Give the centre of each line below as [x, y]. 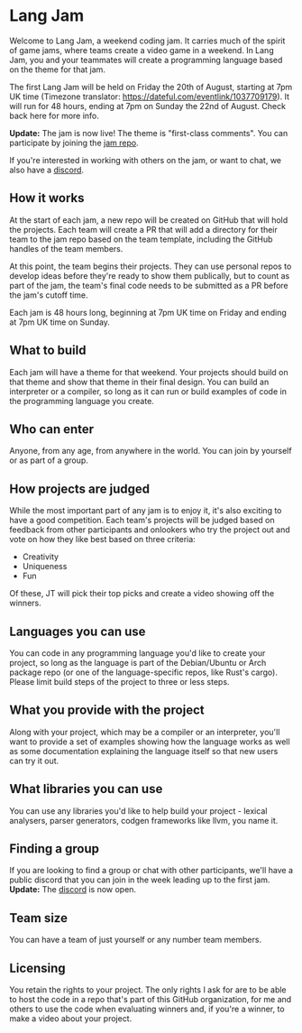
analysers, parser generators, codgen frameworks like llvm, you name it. [144, 820]
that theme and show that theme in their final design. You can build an [139, 382]
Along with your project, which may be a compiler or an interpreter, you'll [145, 732]
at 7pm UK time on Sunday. [60, 322]
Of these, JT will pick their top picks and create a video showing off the [142, 594]
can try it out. [34, 761]
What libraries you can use [86, 789]
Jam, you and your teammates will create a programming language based [146, 60]
